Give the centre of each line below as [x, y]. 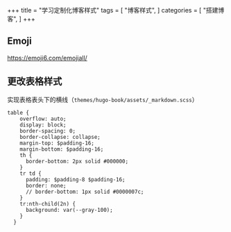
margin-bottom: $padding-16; [62, 149]
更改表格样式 [35, 82]
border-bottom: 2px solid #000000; [77, 161]
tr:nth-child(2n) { [48, 204]
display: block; [43, 125]
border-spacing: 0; [48, 131]
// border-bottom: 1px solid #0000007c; [85, 192]
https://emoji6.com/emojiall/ [48, 58]
